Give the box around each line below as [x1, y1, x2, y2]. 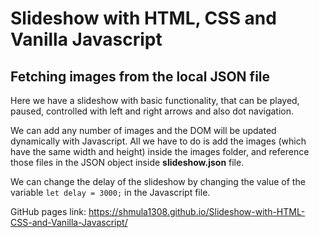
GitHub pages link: [10, 206, 87, 217]
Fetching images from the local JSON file [10, 68, 271, 85]
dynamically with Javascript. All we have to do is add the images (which [10, 135, 307, 147]
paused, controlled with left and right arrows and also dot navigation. [10, 105, 295, 117]
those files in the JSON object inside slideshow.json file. [10, 157, 245, 168]
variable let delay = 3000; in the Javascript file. [10, 187, 211, 198]
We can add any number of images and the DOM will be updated [10, 125, 277, 136]
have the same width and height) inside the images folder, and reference [10, 146, 310, 157]
